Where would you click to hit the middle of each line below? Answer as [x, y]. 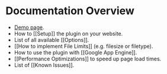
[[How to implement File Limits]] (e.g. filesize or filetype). [83, 46]
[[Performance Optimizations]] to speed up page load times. [88, 59]
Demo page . [29, 27]
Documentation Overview [70, 11]
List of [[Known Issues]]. [44, 65]
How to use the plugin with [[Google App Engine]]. [76, 52]
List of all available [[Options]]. [52, 40]
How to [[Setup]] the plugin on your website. [68, 33]
